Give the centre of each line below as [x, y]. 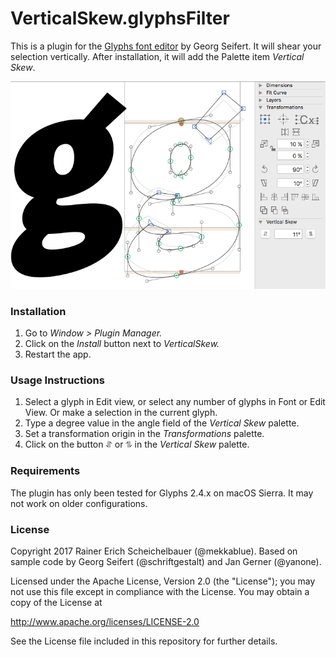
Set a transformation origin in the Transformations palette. [144, 434]
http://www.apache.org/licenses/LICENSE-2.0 [105, 621]
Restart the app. [58, 354]
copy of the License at [56, 602]
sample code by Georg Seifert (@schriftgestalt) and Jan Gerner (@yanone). [166, 561]
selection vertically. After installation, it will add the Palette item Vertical [157, 56]
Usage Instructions [57, 380]
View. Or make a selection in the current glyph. [121, 413]
